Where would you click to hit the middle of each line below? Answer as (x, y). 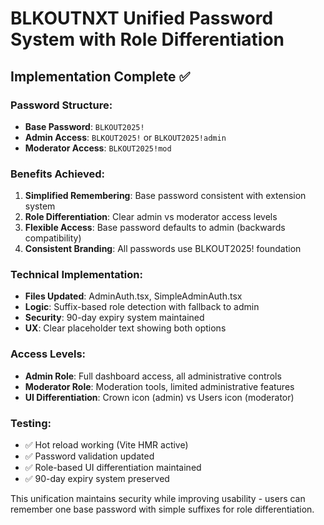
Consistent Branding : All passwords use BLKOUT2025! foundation (163, 249)
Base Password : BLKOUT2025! (84, 126)
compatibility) (53, 238)
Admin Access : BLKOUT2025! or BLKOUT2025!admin (125, 137)
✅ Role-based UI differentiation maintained (113, 468)
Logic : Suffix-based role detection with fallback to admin (142, 307)
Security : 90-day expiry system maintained (114, 318)
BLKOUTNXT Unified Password (142, 18)
